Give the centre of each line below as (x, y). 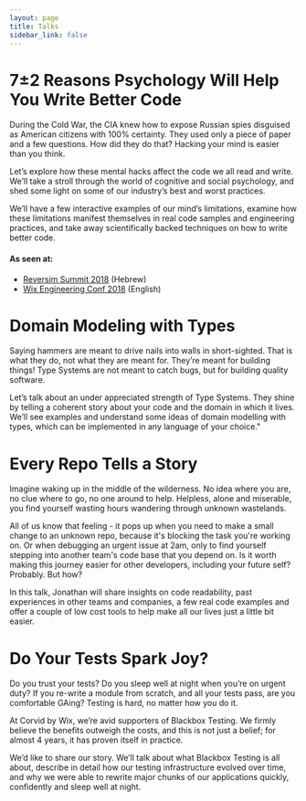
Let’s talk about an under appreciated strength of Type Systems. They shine (152, 397)
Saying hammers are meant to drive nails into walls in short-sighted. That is (151, 351)
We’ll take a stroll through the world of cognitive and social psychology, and (152, 181)
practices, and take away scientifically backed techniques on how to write (148, 228)
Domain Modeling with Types (122, 326)
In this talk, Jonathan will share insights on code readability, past (131, 592)
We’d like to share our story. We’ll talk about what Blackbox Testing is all (145, 758)
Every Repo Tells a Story (104, 464)
